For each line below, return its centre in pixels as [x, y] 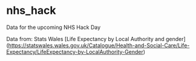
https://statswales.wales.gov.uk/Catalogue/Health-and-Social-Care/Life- [99, 45]
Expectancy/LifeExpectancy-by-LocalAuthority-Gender [75, 51]
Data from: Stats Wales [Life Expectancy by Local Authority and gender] [96, 39]
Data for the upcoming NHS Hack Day [54, 27]
